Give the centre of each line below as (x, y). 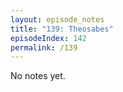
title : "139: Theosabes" (62, 29)
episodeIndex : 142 (48, 38)
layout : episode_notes (57, 19)
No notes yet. (38, 76)
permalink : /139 (44, 47)
